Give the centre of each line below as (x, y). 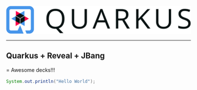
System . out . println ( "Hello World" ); (51, 81)
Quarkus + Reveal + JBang (56, 56)
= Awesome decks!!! (31, 70)
